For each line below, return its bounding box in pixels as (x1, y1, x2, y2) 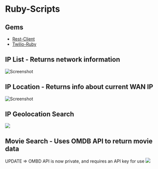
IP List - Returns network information (5, 56, 120, 64)
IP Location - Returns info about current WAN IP (5, 83, 153, 91)
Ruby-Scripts (5, 3, 60, 15)
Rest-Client (12, 36, 35, 42)
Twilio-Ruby (12, 41, 37, 47)
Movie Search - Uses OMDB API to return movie (5, 137, 153, 145)
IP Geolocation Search (5, 110, 74, 118)
